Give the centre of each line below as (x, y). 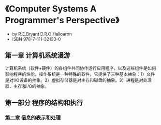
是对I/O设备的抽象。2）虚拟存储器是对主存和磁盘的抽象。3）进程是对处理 (78, 80)
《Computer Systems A (51, 9)
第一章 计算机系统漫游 (37, 56)
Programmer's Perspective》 (62, 21)
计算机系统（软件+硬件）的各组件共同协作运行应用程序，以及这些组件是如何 (80, 68)
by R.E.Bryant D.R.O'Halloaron (42, 34)
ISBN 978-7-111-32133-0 (37, 39)
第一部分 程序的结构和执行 (44, 103)
